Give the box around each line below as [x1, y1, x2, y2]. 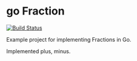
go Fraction [6, 4, 65, 18]
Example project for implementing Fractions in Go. [6, 36, 132, 43]
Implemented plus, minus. [6, 47, 71, 55]
